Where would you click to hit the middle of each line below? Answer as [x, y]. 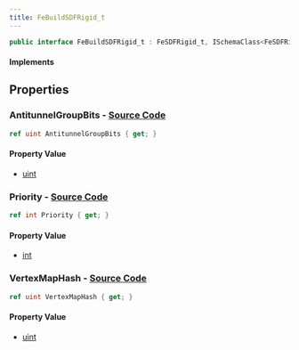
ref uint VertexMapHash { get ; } [71, 297]
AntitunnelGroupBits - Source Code [88, 115]
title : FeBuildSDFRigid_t [57, 17]
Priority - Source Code [59, 197]
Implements [32, 62]
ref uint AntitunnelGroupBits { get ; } [83, 134]
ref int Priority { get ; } [59, 216]
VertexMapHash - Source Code [78, 279]
